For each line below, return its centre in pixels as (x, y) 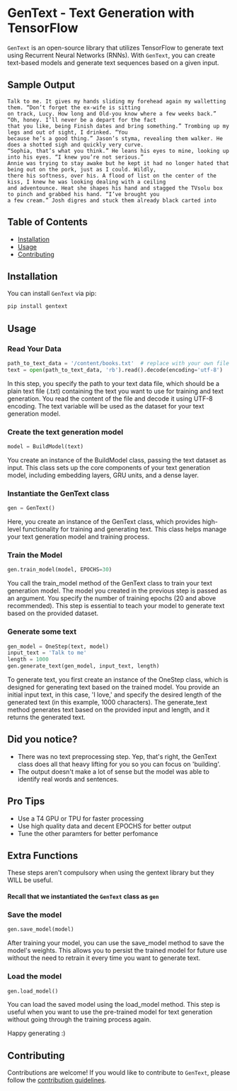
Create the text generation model (65, 432)
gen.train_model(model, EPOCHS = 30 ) (60, 570)
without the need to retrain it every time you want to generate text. (104, 958)
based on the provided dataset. (53, 613)
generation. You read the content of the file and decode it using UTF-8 (110, 399)
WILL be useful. (30, 880)
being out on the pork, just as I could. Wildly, (82, 169)
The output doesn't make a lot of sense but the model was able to (114, 771)
